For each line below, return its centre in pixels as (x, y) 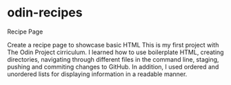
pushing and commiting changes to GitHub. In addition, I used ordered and (113, 66)
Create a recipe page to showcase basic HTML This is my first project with (113, 45)
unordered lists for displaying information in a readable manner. (97, 74)
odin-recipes (45, 13)
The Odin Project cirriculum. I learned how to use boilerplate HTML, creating (115, 52)
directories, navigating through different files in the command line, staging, (113, 59)
